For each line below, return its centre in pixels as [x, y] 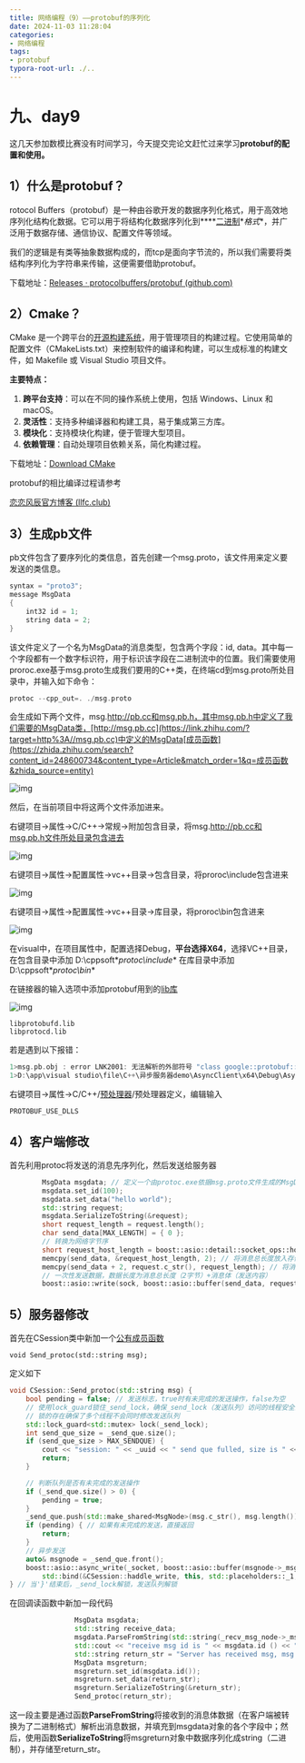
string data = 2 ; [59, 620]
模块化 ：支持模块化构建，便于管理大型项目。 [106, 433]
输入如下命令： [69, 681]
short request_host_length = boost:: [113, 1250]
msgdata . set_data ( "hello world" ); [107, 1199]
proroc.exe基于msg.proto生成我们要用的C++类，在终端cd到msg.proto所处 [148, 670]
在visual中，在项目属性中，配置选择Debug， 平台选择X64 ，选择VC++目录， [151, 949]
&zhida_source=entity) [51, 771]
